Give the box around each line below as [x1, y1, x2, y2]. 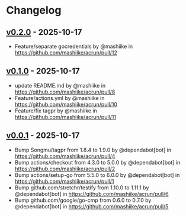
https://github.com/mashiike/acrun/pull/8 [14, 88, 116, 95]
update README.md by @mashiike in [14, 82, 106, 89]
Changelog [6, 4, 62, 17]
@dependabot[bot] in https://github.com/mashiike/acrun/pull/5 [14, 202, 169, 210]
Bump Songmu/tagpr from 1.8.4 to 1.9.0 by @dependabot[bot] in [14, 146, 172, 153]
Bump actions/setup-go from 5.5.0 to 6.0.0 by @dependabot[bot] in [14, 171, 180, 178]
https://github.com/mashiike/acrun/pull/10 [14, 101, 117, 108]
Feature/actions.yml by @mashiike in [14, 94, 105, 101]
